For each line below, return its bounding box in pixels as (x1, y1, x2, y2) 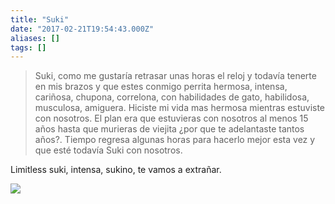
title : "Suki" (10, 14, 70, 25)
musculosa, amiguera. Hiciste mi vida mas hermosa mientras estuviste (34, 102, 326, 114)
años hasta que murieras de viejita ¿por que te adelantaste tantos (34, 123, 305, 135)
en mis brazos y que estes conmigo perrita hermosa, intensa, (34, 81, 288, 93)
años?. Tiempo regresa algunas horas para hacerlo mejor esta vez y (34, 134, 316, 146)
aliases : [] (10, 33, 60, 43)
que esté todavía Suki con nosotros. (34, 144, 183, 156)
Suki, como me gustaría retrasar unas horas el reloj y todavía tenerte (34, 70, 317, 82)
